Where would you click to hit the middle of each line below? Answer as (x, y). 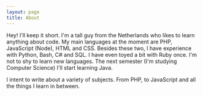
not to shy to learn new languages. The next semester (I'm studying (92, 61)
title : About (23, 18)
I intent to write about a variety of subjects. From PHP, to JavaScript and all (101, 79)
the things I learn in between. (43, 86)
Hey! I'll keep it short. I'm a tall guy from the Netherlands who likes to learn (101, 35)
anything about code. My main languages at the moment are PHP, (90, 42)
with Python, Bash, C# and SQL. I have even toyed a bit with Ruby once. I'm (102, 54)
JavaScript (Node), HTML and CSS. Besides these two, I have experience (99, 48)
